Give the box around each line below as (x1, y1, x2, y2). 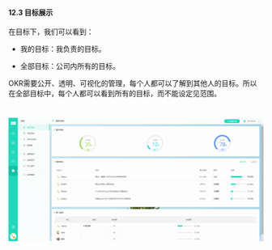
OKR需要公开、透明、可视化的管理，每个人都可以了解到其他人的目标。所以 (8, 78, 257, 88)
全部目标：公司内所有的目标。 (19, 61, 120, 71)
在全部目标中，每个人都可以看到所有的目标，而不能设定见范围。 (8, 89, 221, 99)
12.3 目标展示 (8, 7, 53, 17)
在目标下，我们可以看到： (8, 27, 94, 36)
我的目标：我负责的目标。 (19, 44, 106, 54)
